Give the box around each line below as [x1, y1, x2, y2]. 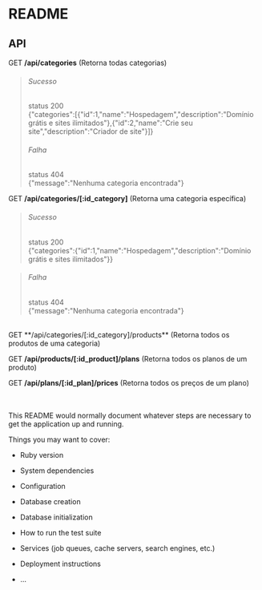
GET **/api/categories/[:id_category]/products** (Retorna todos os [8, 329, 230, 339]
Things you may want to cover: [8, 434, 111, 444]
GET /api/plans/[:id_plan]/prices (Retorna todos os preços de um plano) [8, 378, 250, 387]
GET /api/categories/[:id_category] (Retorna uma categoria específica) [8, 194, 247, 204]
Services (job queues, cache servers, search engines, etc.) [19, 543, 216, 553]
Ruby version [19, 450, 64, 459]
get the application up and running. [8, 418, 124, 429]
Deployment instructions [19, 559, 102, 568]
